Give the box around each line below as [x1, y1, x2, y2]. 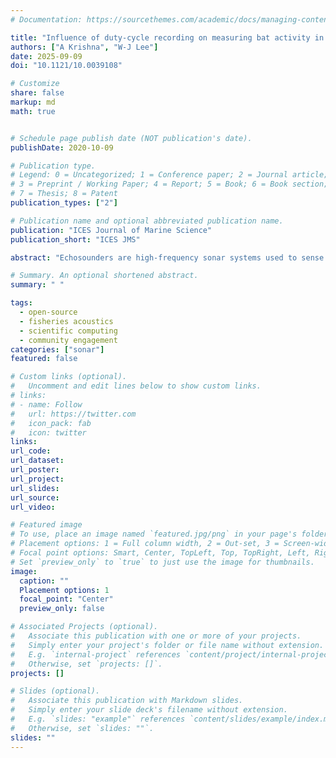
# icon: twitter [10, 427, 87, 438]
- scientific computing [19, 326, 118, 336]
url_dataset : [10, 456, 65, 466]
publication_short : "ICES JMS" [10, 234, 141, 245]
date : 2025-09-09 [10, 51, 83, 61]
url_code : [10, 446, 52, 456]
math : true [10, 106, 56, 116]
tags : [10, 298, 33, 308]
